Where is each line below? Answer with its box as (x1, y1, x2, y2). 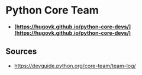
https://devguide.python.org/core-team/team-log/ (14, 62, 137, 69)
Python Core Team (5, 4, 99, 17)
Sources (5, 47, 37, 57)
